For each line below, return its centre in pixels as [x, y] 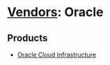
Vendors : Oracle [55, 12]
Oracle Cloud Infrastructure [56, 55]
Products [28, 38]
